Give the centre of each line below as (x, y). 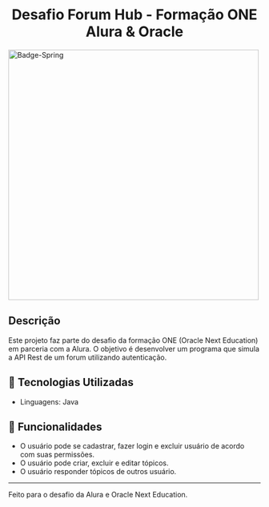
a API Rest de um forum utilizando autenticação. (88, 357)
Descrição (34, 321)
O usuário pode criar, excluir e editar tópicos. (94, 463)
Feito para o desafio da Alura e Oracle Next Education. (98, 495)
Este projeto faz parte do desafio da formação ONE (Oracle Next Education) (133, 340)
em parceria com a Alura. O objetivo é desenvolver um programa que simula (134, 348)
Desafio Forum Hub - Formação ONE (134, 15)
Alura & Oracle (134, 32)
